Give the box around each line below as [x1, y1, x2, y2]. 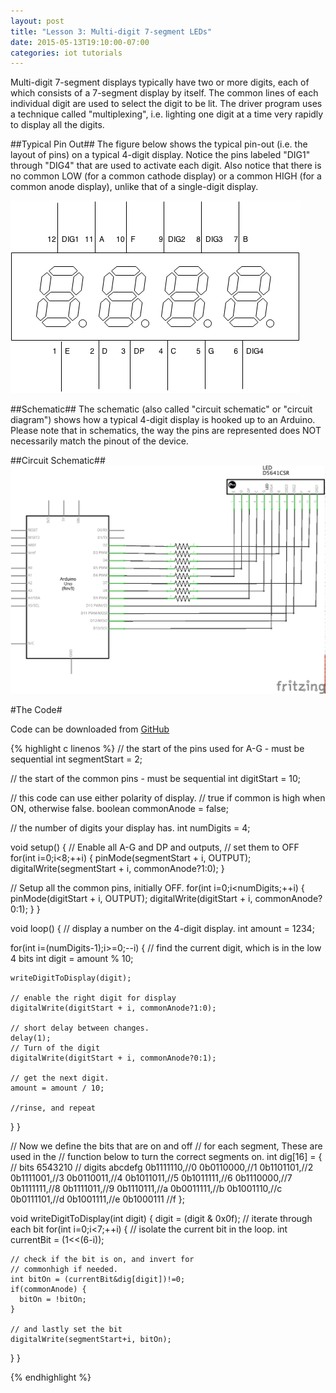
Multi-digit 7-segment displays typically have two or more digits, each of [10, 76, 310, 89]
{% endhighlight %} [10, 1371, 92, 1384]
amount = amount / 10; [10, 1083, 105, 1094]
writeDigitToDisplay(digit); [10, 973, 132, 984]
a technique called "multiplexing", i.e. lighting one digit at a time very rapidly [10, 108, 324, 120]
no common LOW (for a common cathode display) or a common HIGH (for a [10, 170, 322, 182]
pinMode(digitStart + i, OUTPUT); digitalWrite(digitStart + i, [10, 893, 253, 905]
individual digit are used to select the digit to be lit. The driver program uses [10, 98, 323, 110]
